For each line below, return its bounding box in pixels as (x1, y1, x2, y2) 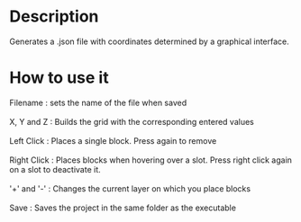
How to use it (9, 67, 110, 88)
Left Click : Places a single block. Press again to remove (9, 135, 217, 146)
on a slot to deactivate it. (9, 164, 101, 174)
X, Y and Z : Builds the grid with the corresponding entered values (9, 116, 254, 127)
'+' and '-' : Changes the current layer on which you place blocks (9, 182, 251, 194)
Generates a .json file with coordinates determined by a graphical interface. (9, 36, 290, 47)
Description (9, 6, 99, 27)
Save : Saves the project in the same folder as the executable (9, 202, 237, 213)
